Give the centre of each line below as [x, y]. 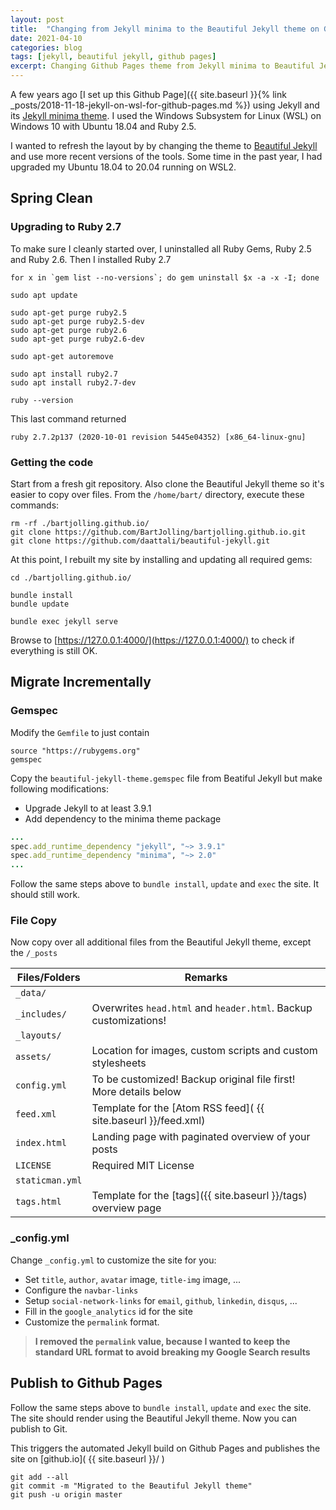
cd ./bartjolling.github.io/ [71, 577]
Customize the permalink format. [92, 1322]
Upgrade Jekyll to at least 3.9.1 [88, 808]
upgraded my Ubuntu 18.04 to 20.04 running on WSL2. [123, 167]
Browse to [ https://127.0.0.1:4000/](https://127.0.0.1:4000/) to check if [152, 640]
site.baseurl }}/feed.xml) [148, 1121]
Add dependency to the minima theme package [123, 818]
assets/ [33, 1057]
